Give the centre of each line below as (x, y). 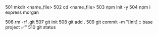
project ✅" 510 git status (31, 27)
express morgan (22, 12)
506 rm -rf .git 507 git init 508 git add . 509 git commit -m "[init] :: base (79, 22)
